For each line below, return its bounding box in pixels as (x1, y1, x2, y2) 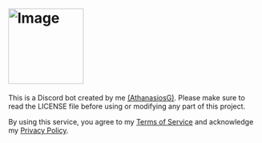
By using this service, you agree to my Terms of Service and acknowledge (8, 116, 254, 126)
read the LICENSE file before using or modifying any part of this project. (8, 101, 246, 111)
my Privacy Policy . (8, 125, 69, 135)
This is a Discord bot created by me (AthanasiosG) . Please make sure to (8, 92, 246, 102)
